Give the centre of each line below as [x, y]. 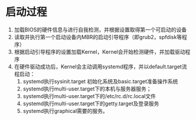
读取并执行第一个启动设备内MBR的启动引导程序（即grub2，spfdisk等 [98, 37]
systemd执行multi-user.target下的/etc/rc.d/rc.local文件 [89, 96]
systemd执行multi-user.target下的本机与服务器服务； [87, 89]
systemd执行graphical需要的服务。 [66, 111]
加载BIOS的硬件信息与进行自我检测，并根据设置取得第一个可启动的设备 [100, 30]
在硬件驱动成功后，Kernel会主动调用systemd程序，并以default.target [98, 66]
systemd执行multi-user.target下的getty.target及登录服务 [91, 103]
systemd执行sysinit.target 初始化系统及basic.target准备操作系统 [100, 81]
